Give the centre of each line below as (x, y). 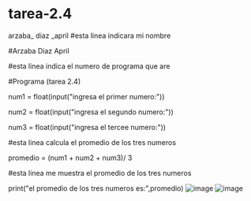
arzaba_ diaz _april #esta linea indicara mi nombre (90, 35)
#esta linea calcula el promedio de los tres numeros (92, 142)
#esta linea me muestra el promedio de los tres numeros (100, 173)
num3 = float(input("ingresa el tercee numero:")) (87, 127)
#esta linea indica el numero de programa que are (89, 66)
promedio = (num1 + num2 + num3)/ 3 (70, 158)
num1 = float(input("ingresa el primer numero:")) (86, 96)
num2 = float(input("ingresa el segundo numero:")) (91, 112)
